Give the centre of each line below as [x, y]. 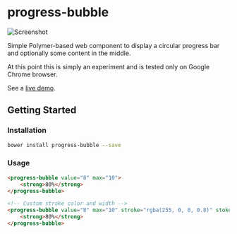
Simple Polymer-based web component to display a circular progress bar [114, 45]
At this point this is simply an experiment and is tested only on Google [109, 66]
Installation [27, 130]
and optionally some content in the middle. [69, 53]
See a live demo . [31, 88]
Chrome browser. [32, 74]
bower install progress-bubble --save [64, 145]
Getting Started [42, 110]
